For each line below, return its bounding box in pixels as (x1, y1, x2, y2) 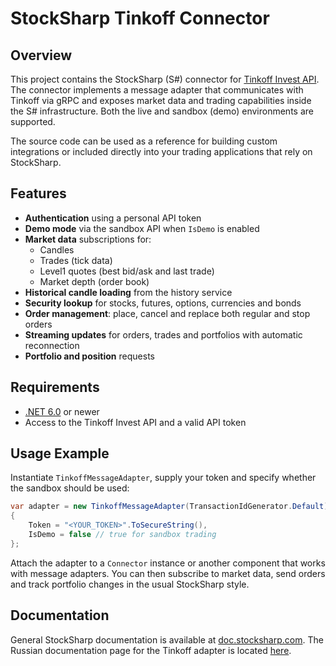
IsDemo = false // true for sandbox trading (28, 530, 217, 540)
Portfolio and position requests (24, 350, 155, 362)
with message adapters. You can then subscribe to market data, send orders (10, 567, 326, 579)
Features (10, 185, 67, 202)
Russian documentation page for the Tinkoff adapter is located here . (10, 644, 292, 656)
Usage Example (10, 445, 110, 462)
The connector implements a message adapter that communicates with (10, 84, 304, 96)
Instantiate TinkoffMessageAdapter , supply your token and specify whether (10, 472, 317, 484)
